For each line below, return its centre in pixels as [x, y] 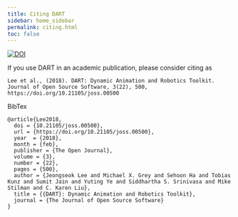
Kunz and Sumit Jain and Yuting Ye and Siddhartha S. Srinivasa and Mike [119, 182]
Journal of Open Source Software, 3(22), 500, [78, 87]
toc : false [24, 34]
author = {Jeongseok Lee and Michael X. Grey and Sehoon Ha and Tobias [123, 176]
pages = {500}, [36, 169]
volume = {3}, [35, 157]
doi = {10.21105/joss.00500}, [58, 126]
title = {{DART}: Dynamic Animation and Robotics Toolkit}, [105, 194]
